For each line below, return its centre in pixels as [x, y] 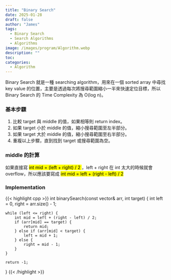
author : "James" [22, 24]
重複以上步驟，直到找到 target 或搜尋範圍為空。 [63, 141]
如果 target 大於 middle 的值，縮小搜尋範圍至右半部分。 [71, 134]
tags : [11, 29]
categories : [18, 62]
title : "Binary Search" [31, 10]
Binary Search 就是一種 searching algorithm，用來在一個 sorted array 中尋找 [86, 82]
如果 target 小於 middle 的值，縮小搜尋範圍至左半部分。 [71, 128]
